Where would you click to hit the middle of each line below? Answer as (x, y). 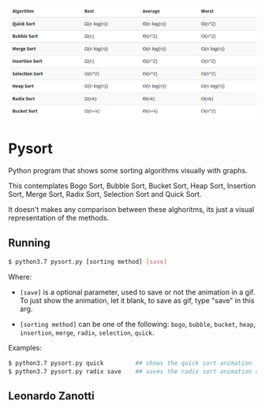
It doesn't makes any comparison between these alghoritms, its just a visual (131, 210)
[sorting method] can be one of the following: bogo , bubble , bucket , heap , (138, 324)
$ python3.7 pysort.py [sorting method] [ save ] (88, 261)
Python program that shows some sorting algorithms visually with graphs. (128, 171)
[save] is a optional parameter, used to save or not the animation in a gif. (137, 292)
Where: (20, 276)
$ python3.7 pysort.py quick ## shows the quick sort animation (130, 363)
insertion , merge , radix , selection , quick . (87, 332)
